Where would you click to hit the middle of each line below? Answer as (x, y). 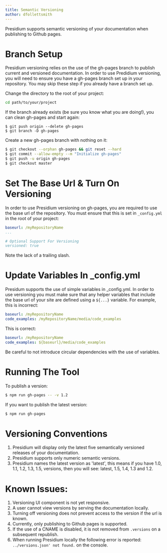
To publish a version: (27, 386)
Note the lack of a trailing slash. (38, 256)
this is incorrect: (22, 305)
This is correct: (21, 328)
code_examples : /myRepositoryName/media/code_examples (63, 319)
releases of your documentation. (46, 453)
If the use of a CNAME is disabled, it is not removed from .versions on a (86, 529)
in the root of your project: (32, 218)
